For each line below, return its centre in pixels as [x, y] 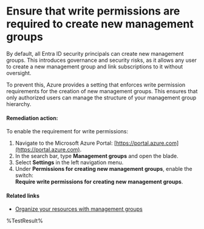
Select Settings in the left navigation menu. [69, 162]
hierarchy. [19, 104]
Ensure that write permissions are [93, 11]
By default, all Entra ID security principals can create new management [95, 53]
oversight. [19, 73]
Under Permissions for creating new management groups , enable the [104, 169]
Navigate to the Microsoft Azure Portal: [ [66, 143]
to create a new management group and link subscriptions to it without [95, 66]
